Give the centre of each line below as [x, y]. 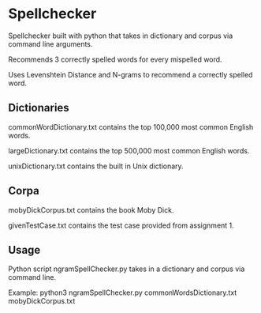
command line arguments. [50, 43]
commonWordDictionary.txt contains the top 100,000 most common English [131, 126]
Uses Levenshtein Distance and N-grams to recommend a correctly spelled [130, 74]
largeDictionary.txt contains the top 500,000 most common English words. [129, 150]
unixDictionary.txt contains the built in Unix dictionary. [96, 166]
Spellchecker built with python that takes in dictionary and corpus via [121, 36]
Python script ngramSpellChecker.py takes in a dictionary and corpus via [127, 269]
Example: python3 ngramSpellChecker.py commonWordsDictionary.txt [123, 292]
